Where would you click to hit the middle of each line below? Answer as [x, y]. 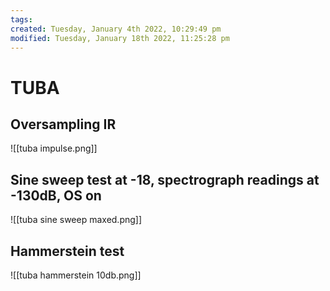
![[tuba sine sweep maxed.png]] [76, 220]
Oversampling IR [63, 124]
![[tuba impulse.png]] [54, 148]
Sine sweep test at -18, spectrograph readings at [165, 179]
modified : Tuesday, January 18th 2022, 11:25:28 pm [120, 38]
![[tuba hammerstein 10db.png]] [76, 275]
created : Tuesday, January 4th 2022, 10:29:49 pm [116, 29]
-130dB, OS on [56, 195]
